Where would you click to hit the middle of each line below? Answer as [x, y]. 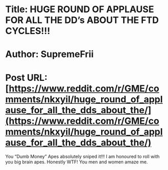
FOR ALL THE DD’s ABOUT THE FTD [82, 20]
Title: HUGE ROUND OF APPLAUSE [80, 9]
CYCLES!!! [28, 31]
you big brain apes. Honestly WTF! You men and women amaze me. [77, 162]
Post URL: [26, 78]
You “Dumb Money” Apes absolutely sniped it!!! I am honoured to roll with [82, 157]
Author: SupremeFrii [50, 54]
